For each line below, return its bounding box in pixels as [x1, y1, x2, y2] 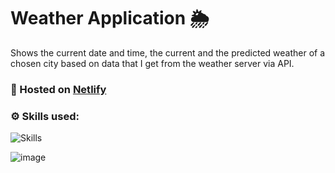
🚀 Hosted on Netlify [10, 82, 107, 96]
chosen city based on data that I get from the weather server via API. [10, 57, 295, 69]
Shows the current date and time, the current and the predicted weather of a [10, 46, 326, 59]
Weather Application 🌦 [10, 7, 210, 30]
